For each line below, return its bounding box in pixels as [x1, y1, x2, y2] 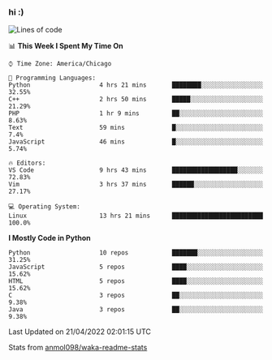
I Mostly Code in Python [8, 234, 91, 243]
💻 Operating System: [8, 203, 81, 211]
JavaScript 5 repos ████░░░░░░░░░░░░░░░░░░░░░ [8, 263, 264, 272]
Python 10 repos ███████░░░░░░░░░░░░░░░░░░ [8, 249, 264, 257]
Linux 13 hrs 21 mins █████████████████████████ [8, 212, 264, 221]
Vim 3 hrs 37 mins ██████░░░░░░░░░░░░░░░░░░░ [8, 181, 264, 189]
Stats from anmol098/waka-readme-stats [8, 343, 148, 353]
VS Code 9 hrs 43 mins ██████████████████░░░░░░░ [8, 166, 264, 174]
